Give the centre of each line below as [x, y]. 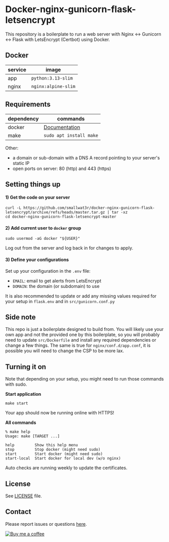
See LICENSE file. [24, 496]
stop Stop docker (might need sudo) [53, 450]
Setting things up [33, 184]
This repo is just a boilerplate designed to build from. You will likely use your [85, 329]
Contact [18, 512]
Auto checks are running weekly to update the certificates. [66, 468]
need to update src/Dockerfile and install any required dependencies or [81, 340]
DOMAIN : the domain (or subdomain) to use [56, 286]
